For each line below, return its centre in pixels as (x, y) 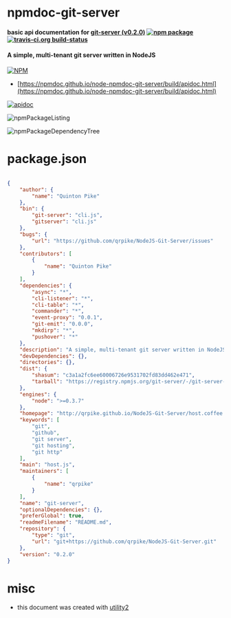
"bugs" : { (34, 234)
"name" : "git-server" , (52, 503)
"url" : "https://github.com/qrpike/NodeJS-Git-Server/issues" (123, 241)
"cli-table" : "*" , (58, 305)
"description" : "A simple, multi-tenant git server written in (112, 350)
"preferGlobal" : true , (52, 516)
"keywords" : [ (40, 420)
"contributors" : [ (46, 254)
